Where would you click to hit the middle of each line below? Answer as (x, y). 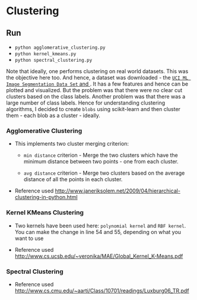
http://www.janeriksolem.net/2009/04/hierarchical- (118, 191)
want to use (29, 238)
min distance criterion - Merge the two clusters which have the (101, 155)
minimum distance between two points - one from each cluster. (101, 162)
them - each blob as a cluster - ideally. (53, 115)
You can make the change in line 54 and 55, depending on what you (98, 232)
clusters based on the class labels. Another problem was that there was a (96, 97)
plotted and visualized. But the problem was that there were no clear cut (94, 90)
